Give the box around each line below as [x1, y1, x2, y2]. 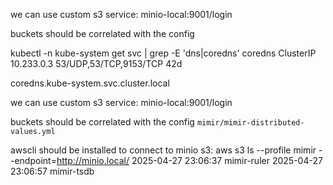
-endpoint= [10, 155, 57, 166]
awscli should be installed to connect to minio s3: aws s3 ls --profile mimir [10, 144, 317, 156]
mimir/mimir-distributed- [196, 118, 305, 128]
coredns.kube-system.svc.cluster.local [10, 77, 170, 89]
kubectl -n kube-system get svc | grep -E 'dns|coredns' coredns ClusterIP [10, 47, 317, 59]
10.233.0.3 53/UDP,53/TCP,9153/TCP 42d [10, 58, 183, 69]
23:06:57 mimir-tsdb [10, 165, 95, 177]
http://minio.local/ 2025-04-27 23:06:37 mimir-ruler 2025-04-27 [56, 155, 323, 166]
